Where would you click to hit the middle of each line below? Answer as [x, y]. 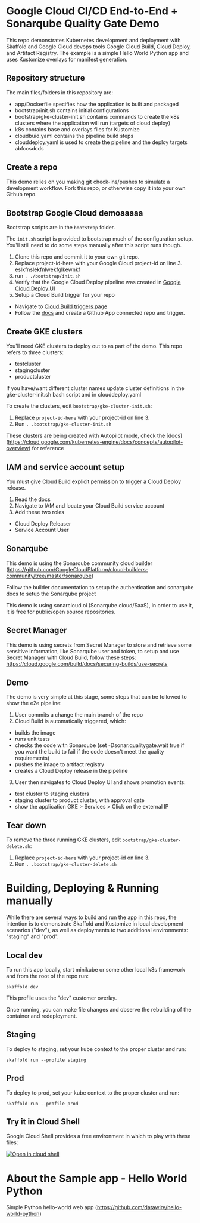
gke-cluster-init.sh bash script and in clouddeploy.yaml [74, 395]
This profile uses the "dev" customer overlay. [62, 998]
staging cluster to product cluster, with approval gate [79, 800]
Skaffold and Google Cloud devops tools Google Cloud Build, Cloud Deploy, [99, 47]
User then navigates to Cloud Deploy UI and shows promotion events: [100, 782]
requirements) [32, 758]
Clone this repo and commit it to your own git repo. [77, 257]
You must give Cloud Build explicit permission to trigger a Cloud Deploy [94, 481]
